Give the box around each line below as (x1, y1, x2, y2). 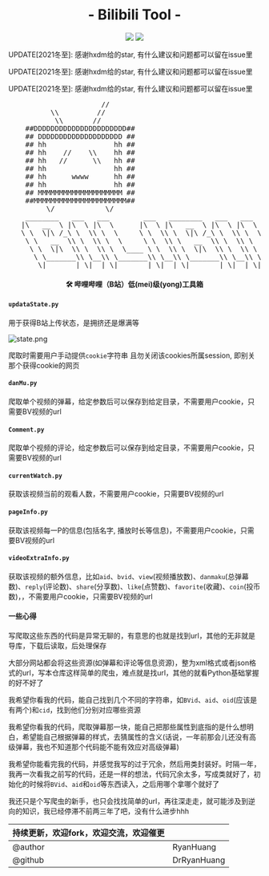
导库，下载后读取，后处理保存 (8, 640, 106, 651)
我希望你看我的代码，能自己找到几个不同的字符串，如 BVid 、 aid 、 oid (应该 (8, 695, 251, 704)
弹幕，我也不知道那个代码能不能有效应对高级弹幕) (14, 742, 180, 752)
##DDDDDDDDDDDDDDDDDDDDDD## (25, 124, 135, 133)
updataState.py (8, 301, 59, 309)
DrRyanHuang (171, 854, 226, 866)
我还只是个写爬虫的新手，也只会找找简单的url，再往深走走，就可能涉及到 (8, 796, 249, 805)
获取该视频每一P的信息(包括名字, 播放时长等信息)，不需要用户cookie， (8, 525, 241, 535)
